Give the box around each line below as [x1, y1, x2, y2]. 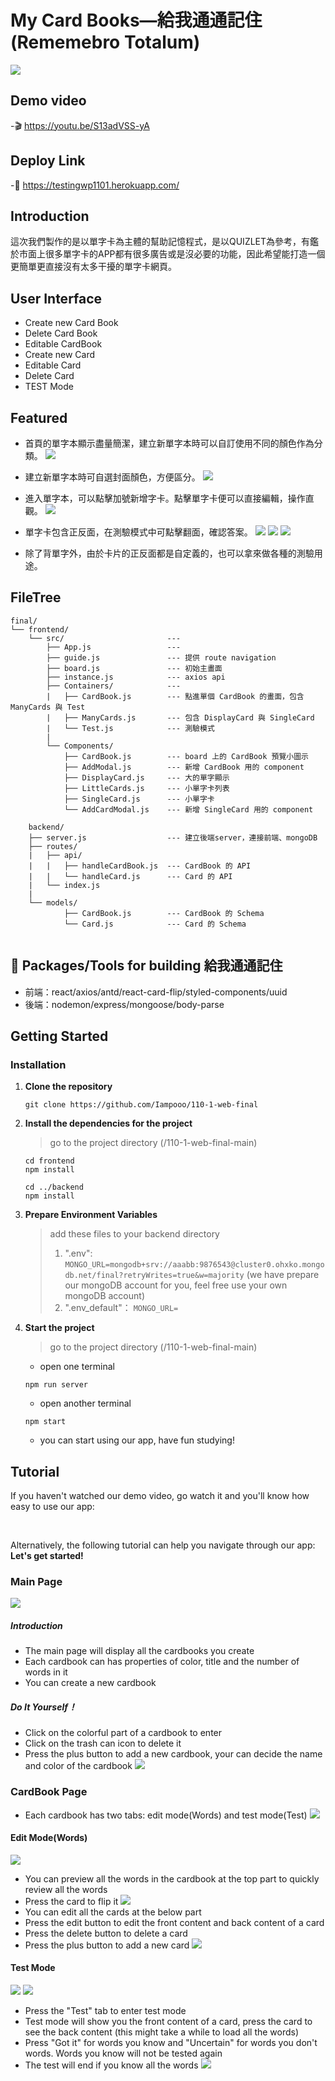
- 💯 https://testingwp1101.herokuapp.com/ [10, 179, 180, 191]
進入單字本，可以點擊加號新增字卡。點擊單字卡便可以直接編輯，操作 [24, 492, 306, 504]
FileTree [10, 589, 62, 606]
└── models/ [28, 897, 78, 908]
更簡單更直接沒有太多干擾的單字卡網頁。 [10, 261, 177, 273]
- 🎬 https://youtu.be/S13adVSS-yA [10, 119, 150, 131]
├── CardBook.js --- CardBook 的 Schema [63, 908, 265, 918]
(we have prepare [246, 1269, 320, 1281]
